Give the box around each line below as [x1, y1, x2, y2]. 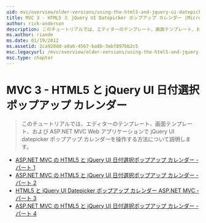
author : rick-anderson [6, 20, 64, 26]
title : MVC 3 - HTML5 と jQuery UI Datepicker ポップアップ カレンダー [6, 15, 182, 21]
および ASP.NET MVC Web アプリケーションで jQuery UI [32, 127, 175, 135]
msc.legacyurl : [6, 49, 45, 55]
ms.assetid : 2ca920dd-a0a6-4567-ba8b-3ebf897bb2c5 [6, 44, 139, 50]
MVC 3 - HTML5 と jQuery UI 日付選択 [6, 83, 200, 97]
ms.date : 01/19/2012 [6, 37, 59, 44]
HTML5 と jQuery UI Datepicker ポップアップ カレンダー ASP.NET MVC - [15, 187, 199, 194]
